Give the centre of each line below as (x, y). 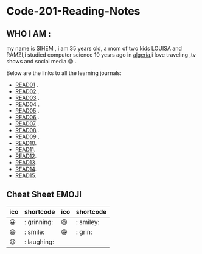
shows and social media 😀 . (42, 61)
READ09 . (27, 136)
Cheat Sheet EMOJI (44, 195)
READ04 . (27, 104)
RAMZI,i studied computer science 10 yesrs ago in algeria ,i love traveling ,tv (101, 55)
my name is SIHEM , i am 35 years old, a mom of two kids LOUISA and (94, 48)
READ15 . (26, 175)
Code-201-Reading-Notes (73, 11)
